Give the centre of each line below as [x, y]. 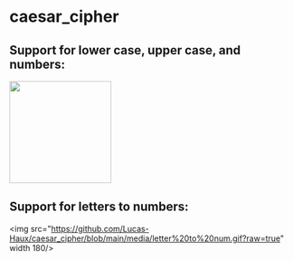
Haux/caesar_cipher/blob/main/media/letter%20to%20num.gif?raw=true [145, 238]
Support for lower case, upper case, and [125, 50]
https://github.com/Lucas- [100, 228]
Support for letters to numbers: [99, 207]
